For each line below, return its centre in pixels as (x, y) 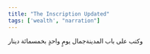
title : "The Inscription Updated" (59, 14)
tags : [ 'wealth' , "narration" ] (54, 21)
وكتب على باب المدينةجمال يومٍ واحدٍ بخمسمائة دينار (76, 40)
